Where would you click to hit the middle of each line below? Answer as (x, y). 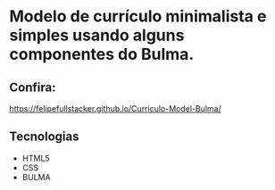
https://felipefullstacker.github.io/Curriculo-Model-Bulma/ (115, 108)
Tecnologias (44, 137)
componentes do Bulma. (102, 54)
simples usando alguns (97, 35)
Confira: (33, 87)
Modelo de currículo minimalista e (138, 17)
